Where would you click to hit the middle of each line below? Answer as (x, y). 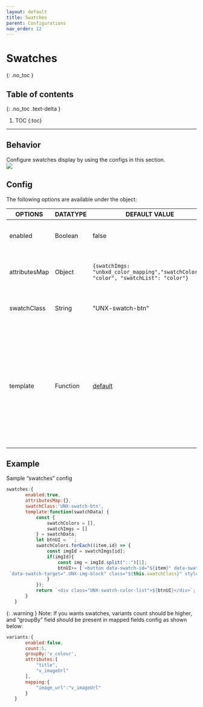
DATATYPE (71, 214)
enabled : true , (43, 495)
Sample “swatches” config (39, 478)
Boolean (66, 235)
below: (14, 626)
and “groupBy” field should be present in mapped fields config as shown (97, 619)
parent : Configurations (36, 23)
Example (23, 464)
